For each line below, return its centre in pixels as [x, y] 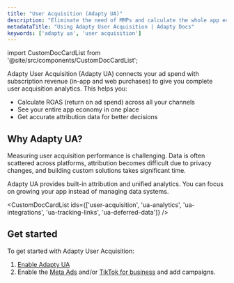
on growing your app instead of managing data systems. [88, 192]
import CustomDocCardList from [54, 53]
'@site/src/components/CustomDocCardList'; [72, 61]
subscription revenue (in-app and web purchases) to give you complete [110, 82]
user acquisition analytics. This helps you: [67, 89]
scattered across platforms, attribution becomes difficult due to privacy [109, 163]
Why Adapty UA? [45, 139]
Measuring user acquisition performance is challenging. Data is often [106, 156]
